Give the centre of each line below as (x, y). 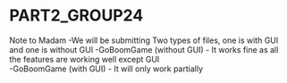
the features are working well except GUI (84, 59)
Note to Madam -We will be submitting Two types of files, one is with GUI (144, 40)
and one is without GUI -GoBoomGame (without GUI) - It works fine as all (144, 49)
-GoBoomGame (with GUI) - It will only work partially (106, 69)
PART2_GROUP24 (76, 16)
